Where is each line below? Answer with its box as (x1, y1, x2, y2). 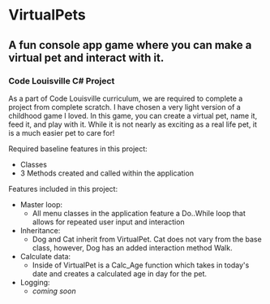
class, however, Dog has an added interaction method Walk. (32, 242, 233, 253)
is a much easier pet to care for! (8, 128, 115, 137)
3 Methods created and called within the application (19, 168, 195, 178)
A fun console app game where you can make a (8, 38, 252, 52)
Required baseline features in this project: (8, 144, 148, 154)
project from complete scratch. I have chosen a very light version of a (8, 102, 241, 111)
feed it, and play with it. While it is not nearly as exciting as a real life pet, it (8, 119, 258, 129)
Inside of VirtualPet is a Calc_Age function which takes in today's (32, 260, 250, 270)
